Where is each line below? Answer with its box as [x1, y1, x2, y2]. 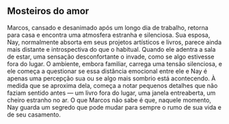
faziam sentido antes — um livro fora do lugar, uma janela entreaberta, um [7, 89, 216, 97]
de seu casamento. [7, 110, 62, 119]
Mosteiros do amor [7, 5, 90, 17]
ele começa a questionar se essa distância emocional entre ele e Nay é [7, 67, 208, 75]
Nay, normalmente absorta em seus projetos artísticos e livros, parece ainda [7, 37, 222, 46]
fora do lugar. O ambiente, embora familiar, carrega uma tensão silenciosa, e [7, 59, 222, 67]
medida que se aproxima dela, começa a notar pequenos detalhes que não [7, 81, 218, 89]
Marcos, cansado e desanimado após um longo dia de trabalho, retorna [7, 23, 208, 31]
